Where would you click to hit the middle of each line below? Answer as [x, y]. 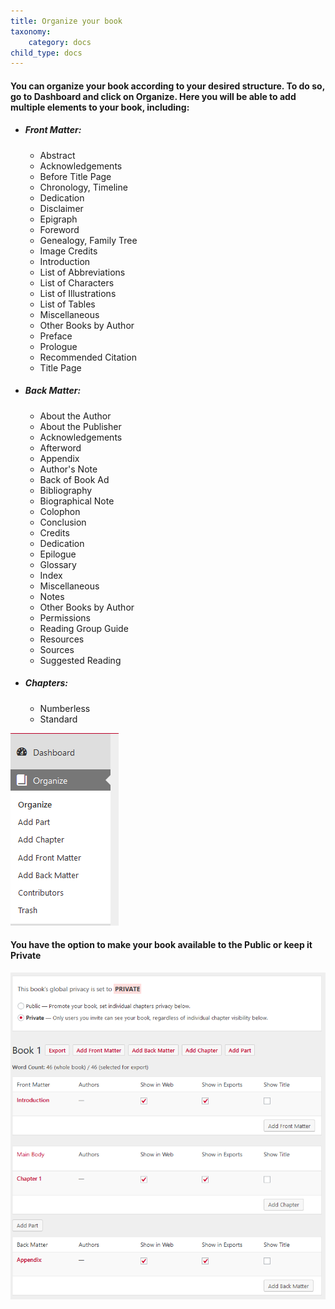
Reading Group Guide [84, 628]
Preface [56, 336]
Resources [62, 639]
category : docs [60, 42]
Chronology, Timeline [83, 187]
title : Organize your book [66, 21]
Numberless [65, 708]
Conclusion [63, 522]
